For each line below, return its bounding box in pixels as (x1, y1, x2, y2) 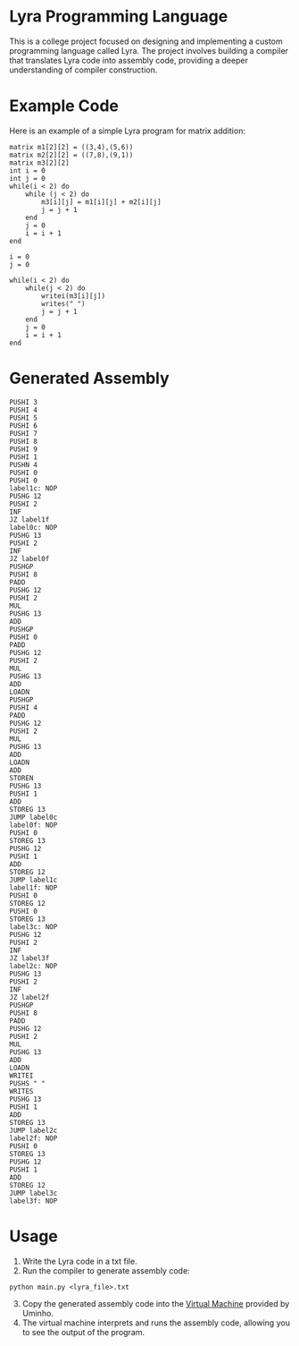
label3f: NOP (9, 1197, 58, 1205)
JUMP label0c (9, 813, 58, 822)
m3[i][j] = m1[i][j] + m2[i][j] (41, 197, 162, 207)
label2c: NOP (9, 961, 58, 970)
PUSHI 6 (9, 421, 38, 430)
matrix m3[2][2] (9, 158, 70, 167)
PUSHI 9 (9, 445, 38, 454)
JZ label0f (9, 554, 50, 563)
